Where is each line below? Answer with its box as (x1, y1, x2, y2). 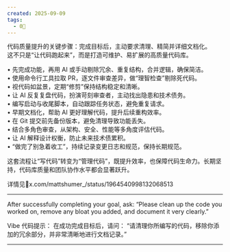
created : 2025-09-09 (7, 10, 66, 17)
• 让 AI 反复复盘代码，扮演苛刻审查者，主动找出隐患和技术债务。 (7, 91, 190, 99)
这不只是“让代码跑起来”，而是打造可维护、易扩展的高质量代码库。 (7, 51, 193, 59)
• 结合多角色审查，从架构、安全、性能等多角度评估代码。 (7, 125, 168, 134)
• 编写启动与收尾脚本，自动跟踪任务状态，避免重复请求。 (7, 100, 168, 108)
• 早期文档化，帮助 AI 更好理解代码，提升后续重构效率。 (7, 108, 166, 116)
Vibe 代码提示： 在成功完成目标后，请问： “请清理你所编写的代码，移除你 (7, 222, 214, 230)
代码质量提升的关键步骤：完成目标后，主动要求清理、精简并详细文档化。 (7, 42, 211, 51)
